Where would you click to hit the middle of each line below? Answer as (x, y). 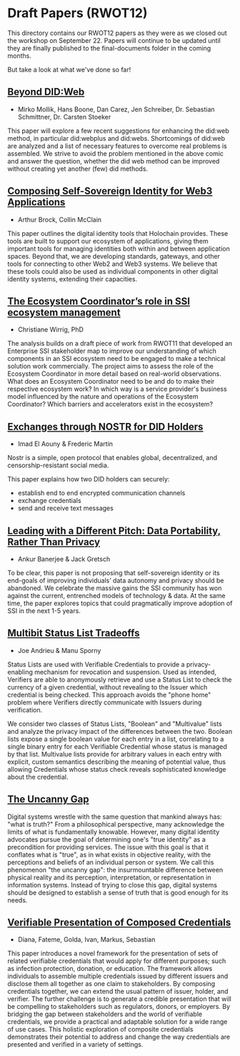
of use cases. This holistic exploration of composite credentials (100, 1030)
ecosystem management (64, 312)
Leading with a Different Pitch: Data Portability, (114, 531)
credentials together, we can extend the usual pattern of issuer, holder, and (118, 992)
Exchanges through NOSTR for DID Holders (105, 427)
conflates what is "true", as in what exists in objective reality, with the (109, 855)
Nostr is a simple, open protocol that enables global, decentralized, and (112, 458)
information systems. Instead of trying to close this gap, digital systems (112, 885)
